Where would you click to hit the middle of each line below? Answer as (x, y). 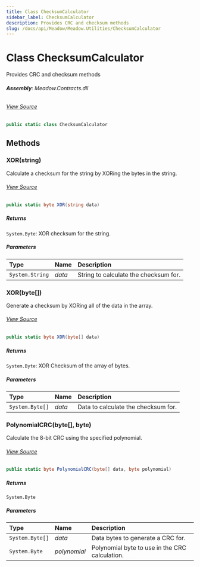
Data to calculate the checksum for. (127, 407)
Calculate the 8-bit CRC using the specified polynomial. (74, 438)
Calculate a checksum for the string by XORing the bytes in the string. (92, 173)
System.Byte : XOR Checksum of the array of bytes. (68, 366)
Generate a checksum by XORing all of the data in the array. (79, 305)
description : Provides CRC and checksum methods (68, 23)
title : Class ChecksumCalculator (48, 12)
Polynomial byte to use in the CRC (139, 548)
